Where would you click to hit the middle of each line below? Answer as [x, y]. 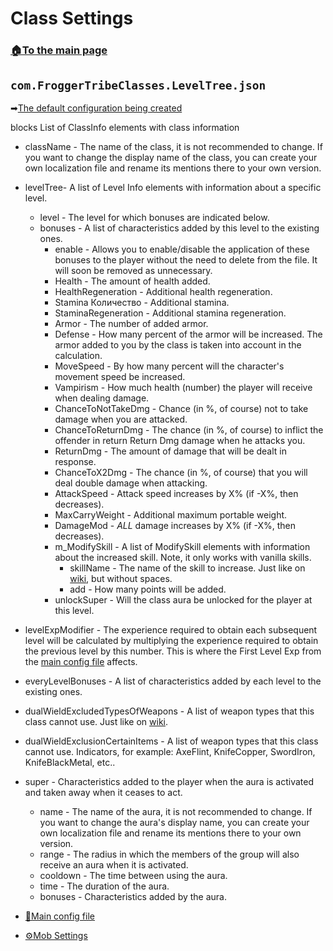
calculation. [78, 355]
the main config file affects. [81, 661]
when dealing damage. [102, 398]
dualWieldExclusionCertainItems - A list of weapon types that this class [171, 741]
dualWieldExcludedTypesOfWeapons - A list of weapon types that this [169, 711]
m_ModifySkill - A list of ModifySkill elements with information [182, 546]
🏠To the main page [59, 50]
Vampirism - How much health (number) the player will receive [183, 387]
